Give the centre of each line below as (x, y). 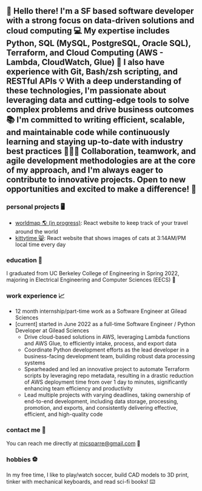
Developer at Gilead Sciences (52, 330)
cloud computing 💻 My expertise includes (88, 31)
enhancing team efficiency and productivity (79, 389)
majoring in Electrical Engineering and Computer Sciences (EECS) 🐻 (91, 279)
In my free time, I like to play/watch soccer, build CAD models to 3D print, (98, 475)
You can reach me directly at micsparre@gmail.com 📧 (73, 443)
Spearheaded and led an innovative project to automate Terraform (107, 369)
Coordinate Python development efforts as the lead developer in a (106, 350)
